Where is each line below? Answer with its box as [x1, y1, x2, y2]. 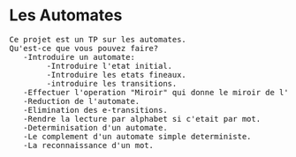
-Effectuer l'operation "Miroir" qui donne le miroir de [23, 87, 276, 97]
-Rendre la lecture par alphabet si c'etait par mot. [23, 114, 262, 123]
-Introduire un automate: [23, 52, 135, 62]
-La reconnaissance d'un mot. [23, 140, 155, 150]
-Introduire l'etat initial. [46, 61, 173, 71]
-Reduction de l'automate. [23, 96, 140, 106]
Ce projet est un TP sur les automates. [9, 34, 187, 44]
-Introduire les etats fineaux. [46, 70, 187, 79]
